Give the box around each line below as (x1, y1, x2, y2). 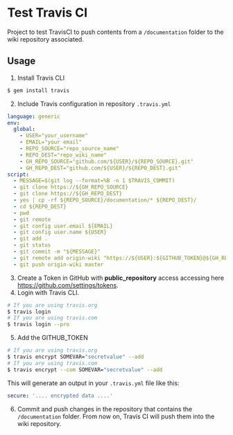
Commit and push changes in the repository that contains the (17, 405, 193, 413)
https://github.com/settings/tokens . (17, 281, 119, 289)
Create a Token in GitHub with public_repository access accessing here (17, 274, 224, 282)
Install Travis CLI (17, 73, 65, 82)
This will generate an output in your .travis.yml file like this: (7, 379, 180, 387)
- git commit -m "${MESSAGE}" (13, 248, 101, 255)
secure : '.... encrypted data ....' (7, 392, 113, 399)
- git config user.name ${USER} (13, 229, 107, 236)
